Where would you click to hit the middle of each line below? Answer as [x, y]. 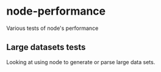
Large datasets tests [46, 47]
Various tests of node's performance [52, 28]
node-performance [56, 11]
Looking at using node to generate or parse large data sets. [81, 62]
